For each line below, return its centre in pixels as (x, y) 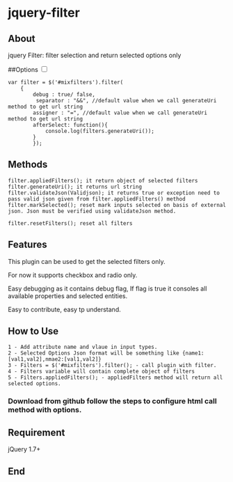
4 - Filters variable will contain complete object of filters (102, 372)
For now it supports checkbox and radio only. (73, 275)
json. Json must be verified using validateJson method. (92, 211)
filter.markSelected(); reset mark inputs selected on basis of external (117, 205)
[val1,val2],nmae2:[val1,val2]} (55, 359)
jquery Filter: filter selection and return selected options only (95, 55)
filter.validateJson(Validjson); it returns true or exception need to (114, 193)
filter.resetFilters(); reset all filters (70, 223)
